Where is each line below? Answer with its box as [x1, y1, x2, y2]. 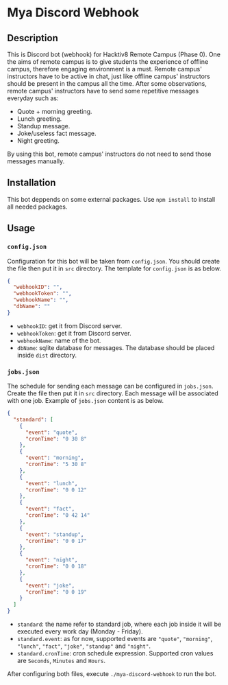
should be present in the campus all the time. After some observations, [7, 80, 207, 87]
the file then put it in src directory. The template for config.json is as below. [7, 264, 221, 272]
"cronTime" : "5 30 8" [25, 461, 88, 468]
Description [7, 32, 58, 44]
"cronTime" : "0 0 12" [25, 486, 88, 494]
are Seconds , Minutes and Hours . [16, 657, 106, 665]
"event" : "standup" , [25, 531, 84, 538]
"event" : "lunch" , [25, 480, 78, 487]
